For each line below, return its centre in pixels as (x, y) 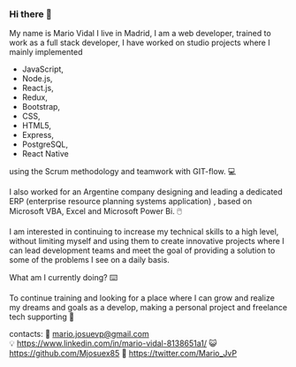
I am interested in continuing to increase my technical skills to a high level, (144, 232)
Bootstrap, (41, 107)
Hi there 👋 (31, 14)
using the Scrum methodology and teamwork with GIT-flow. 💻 (123, 172)
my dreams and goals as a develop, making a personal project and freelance (148, 308)
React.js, (38, 88)
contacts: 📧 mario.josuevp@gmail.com (79, 334)
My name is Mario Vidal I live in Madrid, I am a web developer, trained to (140, 34)
